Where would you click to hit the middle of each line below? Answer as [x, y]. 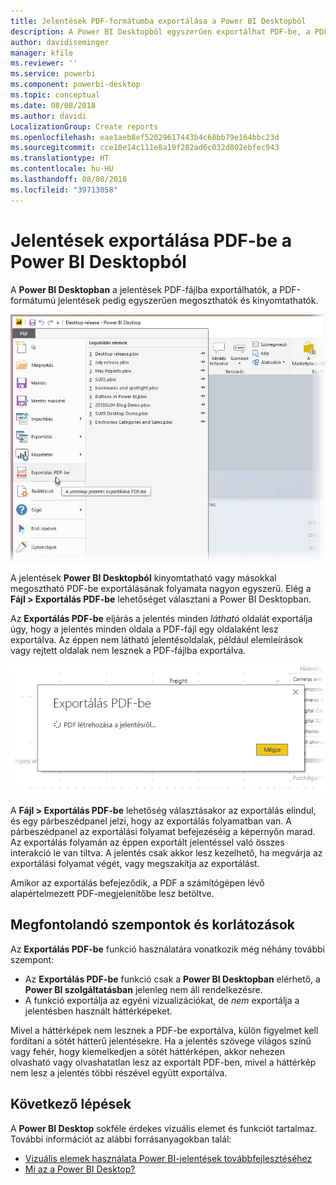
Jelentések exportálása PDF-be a [151, 240]
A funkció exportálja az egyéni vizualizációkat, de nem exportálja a [162, 1000]
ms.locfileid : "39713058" [64, 190]
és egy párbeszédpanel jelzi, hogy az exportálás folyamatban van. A [151, 821]
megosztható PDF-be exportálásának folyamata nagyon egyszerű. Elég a [161, 588]
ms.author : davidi [48, 116]
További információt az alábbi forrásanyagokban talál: [121, 1139]
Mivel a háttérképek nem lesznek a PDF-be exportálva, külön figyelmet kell [164, 1030]
